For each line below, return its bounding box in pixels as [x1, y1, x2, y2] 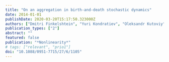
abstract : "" [5, 30, 33, 35]
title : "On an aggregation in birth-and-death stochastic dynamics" [5, 7, 152, 12]
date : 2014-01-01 [5, 12, 42, 17]
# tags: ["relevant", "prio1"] [5, 44, 71, 49]
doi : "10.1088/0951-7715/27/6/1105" [5, 49, 82, 54]
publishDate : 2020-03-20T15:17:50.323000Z [5, 16, 96, 21]
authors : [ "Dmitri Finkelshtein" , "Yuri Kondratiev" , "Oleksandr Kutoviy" [5, 21, 165, 26]
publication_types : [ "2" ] [5, 26, 59, 31]
